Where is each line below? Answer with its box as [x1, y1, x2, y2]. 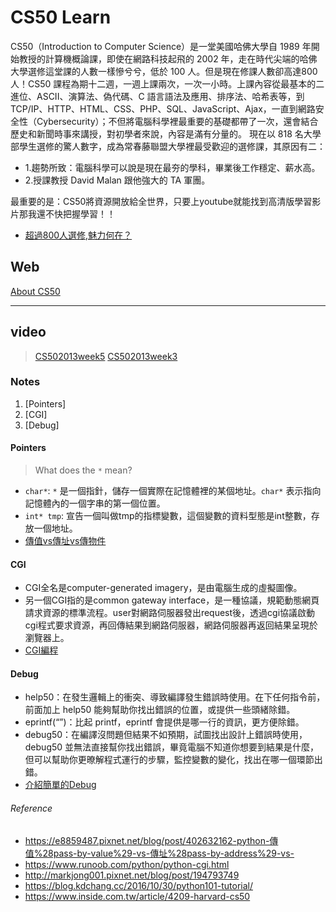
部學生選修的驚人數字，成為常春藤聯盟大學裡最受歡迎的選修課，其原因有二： [10, 140, 326, 152]
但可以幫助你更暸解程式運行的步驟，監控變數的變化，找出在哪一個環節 [24, 754, 315, 766]
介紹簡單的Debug [24, 779, 97, 791]
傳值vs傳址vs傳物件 [24, 535, 107, 547]
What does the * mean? [34, 464, 133, 476]
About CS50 [10, 285, 61, 297]
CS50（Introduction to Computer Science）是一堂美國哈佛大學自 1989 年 [10, 40, 312, 52]
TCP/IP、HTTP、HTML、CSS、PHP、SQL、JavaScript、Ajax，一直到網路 [10, 102, 316, 115]
